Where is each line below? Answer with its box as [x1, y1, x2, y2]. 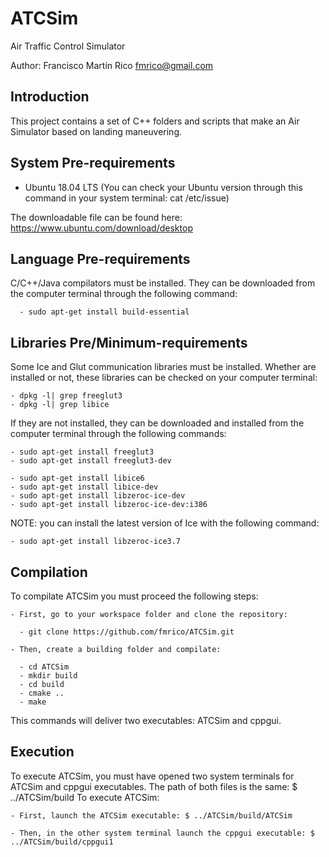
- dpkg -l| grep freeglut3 [10, 391, 123, 401]
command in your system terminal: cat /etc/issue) [24, 192, 230, 204]
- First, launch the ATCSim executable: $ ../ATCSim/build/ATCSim [10, 810, 293, 821]
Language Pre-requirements [10, 250, 191, 267]
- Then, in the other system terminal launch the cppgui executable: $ [10, 828, 315, 838]
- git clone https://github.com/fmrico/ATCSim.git [19, 627, 235, 637]
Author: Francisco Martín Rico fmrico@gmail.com [10, 59, 214, 71]
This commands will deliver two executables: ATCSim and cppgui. [10, 715, 282, 726]
